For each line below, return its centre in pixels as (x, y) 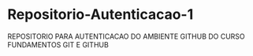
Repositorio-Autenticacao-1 (100, 15)
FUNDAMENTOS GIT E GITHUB (58, 44)
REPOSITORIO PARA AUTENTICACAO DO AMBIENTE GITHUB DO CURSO (126, 36)
